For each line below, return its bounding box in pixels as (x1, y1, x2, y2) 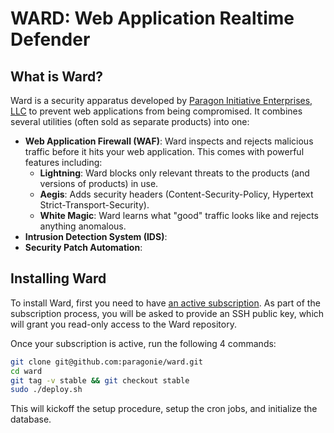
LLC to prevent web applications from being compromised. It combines (10, 105, 303, 117)
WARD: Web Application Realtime (10, 7, 295, 30)
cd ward (10, 366, 43, 376)
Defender (10, 28, 91, 51)
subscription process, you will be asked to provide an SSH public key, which (10, 307, 325, 319)
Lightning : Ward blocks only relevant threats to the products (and (39, 167, 310, 179)
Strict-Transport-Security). (39, 199, 150, 211)
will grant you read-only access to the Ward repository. (10, 318, 237, 330)
